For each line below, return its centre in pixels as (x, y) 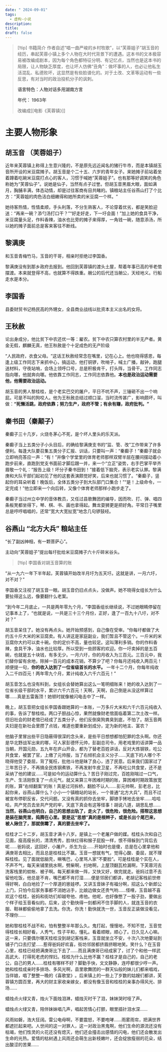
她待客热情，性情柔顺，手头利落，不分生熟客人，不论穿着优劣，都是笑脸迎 (81, 207)
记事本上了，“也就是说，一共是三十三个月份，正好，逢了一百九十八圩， (78, 613)
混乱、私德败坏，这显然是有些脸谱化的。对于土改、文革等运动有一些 (91, 72)
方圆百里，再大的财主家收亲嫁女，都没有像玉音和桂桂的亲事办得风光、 (85, 982)
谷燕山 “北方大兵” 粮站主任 (46, 528)
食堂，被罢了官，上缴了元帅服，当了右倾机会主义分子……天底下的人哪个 (83, 755)
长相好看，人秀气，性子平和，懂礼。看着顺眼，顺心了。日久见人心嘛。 (90, 932)
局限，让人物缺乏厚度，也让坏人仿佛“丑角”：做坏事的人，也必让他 (85, 66)
